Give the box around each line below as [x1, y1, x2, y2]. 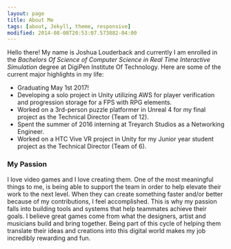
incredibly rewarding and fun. [7, 234, 91, 242]
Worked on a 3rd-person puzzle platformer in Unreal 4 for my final [17, 106, 206, 114]
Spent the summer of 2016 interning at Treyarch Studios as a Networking [17, 120, 225, 128]
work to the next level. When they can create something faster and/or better [7, 190, 223, 198]
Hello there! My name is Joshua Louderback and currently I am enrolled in [7, 48, 218, 57]
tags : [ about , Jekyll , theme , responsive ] [7, 23, 131, 30]
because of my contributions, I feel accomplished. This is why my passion [7, 197, 217, 206]
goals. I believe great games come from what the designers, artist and [7, 212, 206, 220]
